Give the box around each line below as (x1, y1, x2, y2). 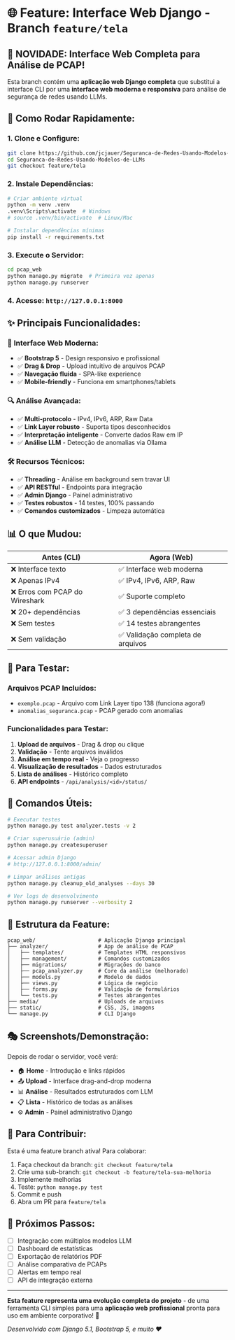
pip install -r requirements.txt (7, 233, 105, 241)
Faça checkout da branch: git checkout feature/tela (17, 1160, 173, 1169)
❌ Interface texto (10, 564, 66, 574)
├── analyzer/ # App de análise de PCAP (7, 943, 173, 950)
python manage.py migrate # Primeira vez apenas (7, 273, 155, 280)
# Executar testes (7, 816, 61, 823)
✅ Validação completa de (118, 630, 201, 640)
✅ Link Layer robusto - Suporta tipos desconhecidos (17, 422, 171, 431)
